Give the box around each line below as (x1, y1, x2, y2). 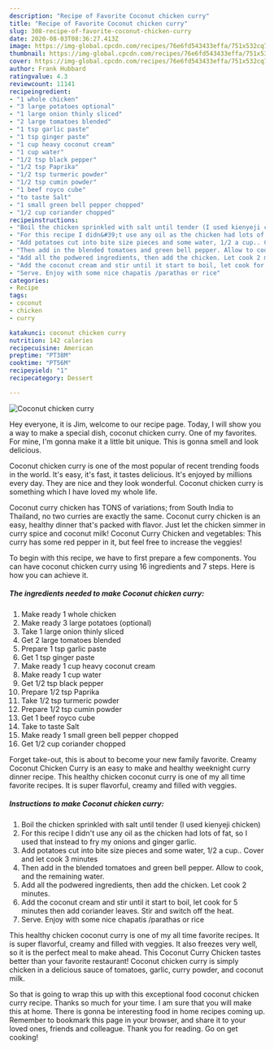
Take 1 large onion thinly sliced (20, 627, 124, 636)
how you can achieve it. (9, 570, 89, 579)
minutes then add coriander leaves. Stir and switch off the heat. (20, 905, 234, 915)
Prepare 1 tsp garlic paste (20, 644, 107, 653)
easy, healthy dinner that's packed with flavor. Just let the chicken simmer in (9, 519, 266, 529)
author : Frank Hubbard (9, 65, 86, 73)
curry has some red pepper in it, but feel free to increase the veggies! (9, 537, 242, 547)
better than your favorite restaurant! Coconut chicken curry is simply (9, 956, 239, 965)
